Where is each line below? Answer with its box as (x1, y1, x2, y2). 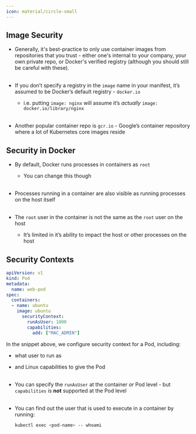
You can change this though (23, 172, 92, 179)
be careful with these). (14, 64, 69, 71)
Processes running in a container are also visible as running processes (14, 190, 186, 197)
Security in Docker (6, 145, 76, 155)
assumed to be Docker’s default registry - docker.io (14, 88, 141, 95)
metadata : (6, 281, 31, 287)
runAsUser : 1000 (27, 319, 67, 325)
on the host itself (14, 196, 56, 203)
